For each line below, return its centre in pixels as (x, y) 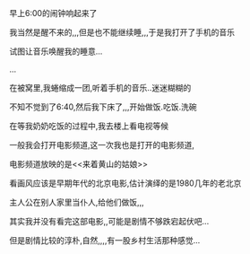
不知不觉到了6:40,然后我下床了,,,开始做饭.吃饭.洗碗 (103, 107)
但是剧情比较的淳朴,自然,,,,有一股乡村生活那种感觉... (105, 240)
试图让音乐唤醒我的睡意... (56, 51)
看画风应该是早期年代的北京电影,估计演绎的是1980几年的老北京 (125, 183)
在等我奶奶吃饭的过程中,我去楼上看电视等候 (89, 126)
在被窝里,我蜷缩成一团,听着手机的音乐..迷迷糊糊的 (100, 88)
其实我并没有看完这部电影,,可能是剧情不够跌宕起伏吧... (109, 221)
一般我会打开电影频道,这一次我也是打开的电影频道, (102, 145)
